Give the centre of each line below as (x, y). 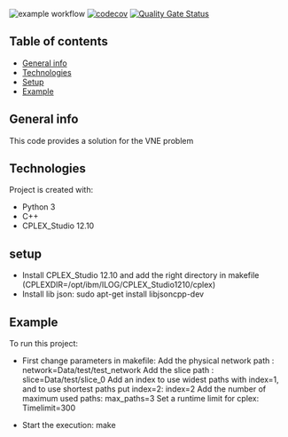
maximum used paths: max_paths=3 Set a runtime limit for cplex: (140, 399)
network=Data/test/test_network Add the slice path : (118, 370)
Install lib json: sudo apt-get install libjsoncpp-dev (113, 294)
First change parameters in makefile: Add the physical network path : (148, 361)
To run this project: (43, 344)
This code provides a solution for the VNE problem (101, 140)
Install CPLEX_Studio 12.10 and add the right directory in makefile (140, 275)
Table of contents (58, 41)
